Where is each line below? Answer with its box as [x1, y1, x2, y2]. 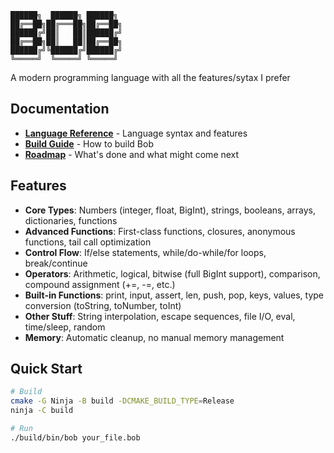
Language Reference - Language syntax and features [24, 127, 248, 139]
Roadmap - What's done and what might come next [24, 148, 240, 160]
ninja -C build [10, 406, 74, 416]
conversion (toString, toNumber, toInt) [24, 299, 182, 311]
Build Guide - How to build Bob [24, 137, 154, 150]
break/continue [24, 257, 88, 269]
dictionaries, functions [24, 214, 118, 226]
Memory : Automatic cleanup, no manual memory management [24, 331, 285, 343]
